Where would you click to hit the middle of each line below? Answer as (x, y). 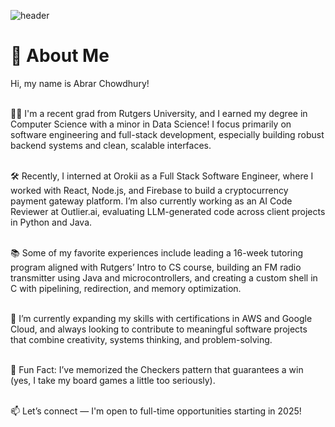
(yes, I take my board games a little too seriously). (113, 380)
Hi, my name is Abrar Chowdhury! (80, 83)
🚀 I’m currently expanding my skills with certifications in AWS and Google (161, 318)
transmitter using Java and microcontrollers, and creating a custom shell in (164, 277)
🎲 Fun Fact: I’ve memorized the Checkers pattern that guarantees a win (157, 369)
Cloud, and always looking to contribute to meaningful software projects (159, 329)
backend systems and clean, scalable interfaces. (111, 145)
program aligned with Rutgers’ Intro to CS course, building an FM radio (156, 267)
